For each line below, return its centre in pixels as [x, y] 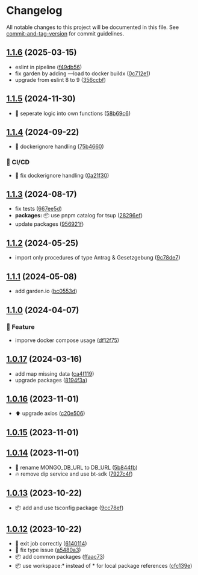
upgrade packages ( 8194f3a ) [51, 380]
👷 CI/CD [18, 162]
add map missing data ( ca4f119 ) [54, 373]
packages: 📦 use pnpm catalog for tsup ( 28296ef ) [79, 216]
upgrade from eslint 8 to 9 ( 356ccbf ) [60, 79]
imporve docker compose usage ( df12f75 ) [67, 340]
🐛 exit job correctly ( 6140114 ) [51, 544]
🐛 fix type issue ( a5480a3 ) [48, 550]
